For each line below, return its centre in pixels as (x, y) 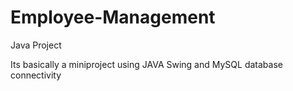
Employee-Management (113, 17)
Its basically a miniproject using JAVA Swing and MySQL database (146, 64)
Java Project (36, 45)
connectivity (36, 75)
